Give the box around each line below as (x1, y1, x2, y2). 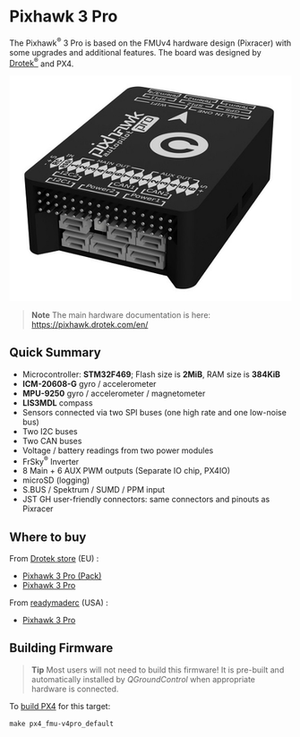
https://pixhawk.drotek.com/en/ (30, 319, 149, 330)
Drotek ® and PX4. (9, 56, 74, 69)
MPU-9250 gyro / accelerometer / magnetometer (21, 388, 206, 398)
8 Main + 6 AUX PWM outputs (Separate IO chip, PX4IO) (21, 466, 231, 476)
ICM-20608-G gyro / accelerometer (21, 378, 157, 389)
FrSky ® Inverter (21, 454, 80, 467)
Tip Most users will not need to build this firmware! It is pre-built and (30, 664, 285, 675)
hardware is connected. (30, 683, 119, 694)
